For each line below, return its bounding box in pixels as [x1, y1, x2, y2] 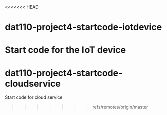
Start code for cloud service [5, 94, 63, 100]
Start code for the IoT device [5, 44, 126, 56]
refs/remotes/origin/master [92, 104, 148, 110]
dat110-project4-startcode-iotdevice [5, 22, 162, 33]
